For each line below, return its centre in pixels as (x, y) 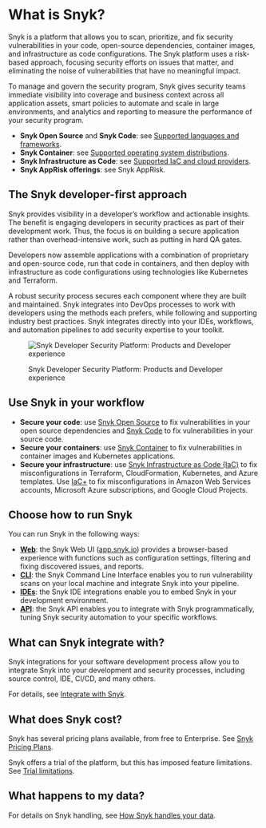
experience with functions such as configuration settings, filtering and (135, 558)
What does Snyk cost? (65, 719)
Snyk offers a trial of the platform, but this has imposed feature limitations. (130, 763)
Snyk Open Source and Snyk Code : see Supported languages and (129, 135)
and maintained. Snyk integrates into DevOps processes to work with (122, 304)
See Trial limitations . (42, 771)
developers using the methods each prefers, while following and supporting (133, 312)
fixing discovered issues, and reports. (82, 567)
